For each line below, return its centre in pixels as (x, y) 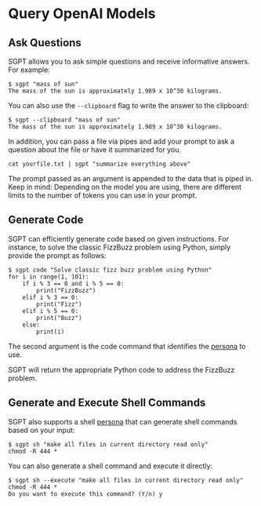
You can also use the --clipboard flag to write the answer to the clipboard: (129, 106)
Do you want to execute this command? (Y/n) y (85, 494)
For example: (29, 70)
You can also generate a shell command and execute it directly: (111, 466)
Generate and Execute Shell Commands (107, 403)
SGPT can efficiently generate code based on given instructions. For (119, 238)
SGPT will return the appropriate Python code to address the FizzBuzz (121, 369)
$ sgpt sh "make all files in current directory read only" (109, 444)
